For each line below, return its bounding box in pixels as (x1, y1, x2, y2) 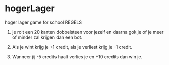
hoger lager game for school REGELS (5, 19, 82, 25)
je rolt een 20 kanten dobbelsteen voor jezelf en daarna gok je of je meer (12, 29, 164, 35)
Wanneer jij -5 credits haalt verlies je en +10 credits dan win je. (12, 53, 142, 60)
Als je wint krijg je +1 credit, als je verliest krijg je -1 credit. (12, 44, 132, 50)
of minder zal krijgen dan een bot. (12, 34, 83, 40)
